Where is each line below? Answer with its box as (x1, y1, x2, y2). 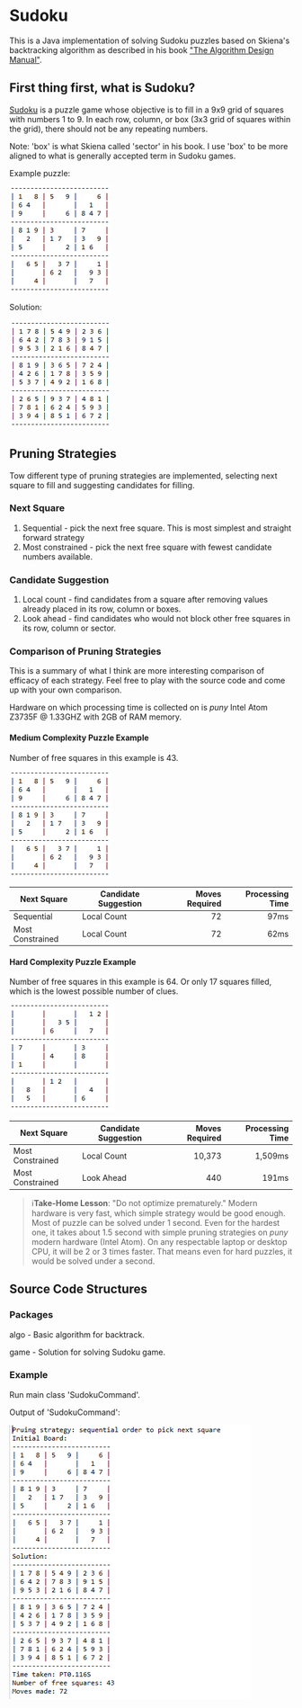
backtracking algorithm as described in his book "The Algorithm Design (9, 44, 274, 55)
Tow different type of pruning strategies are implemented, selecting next (9, 469, 278, 481)
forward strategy (22, 532, 85, 542)
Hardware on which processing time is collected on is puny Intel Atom (9, 702, 268, 713)
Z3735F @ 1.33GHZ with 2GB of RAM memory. (9, 711, 182, 722)
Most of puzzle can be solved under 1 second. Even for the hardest (31, 1217, 280, 1228)
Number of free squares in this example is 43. (9, 752, 179, 763)
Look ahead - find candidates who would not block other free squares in (22, 613, 290, 624)
